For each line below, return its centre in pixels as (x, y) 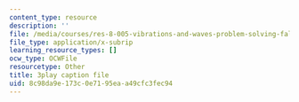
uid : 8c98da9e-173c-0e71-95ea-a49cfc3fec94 (91, 83)
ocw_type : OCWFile (43, 59)
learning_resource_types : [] (63, 51)
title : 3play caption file (59, 75)
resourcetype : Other (48, 67)
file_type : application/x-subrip (71, 42)
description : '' (39, 26)
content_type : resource (53, 17)
